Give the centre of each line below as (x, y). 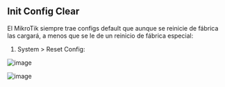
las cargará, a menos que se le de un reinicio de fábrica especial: (100, 35)
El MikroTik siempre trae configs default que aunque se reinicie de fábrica (113, 28)
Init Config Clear (43, 11)
